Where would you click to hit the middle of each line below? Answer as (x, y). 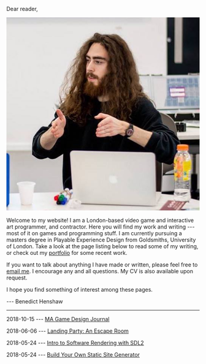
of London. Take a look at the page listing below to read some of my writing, (102, 246)
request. (17, 278)
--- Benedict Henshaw (35, 301)
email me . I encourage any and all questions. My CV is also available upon (100, 271)
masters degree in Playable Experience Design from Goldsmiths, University (101, 240)
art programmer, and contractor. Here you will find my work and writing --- (101, 227)
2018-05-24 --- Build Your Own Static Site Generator (73, 355)
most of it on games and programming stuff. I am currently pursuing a (94, 233)
